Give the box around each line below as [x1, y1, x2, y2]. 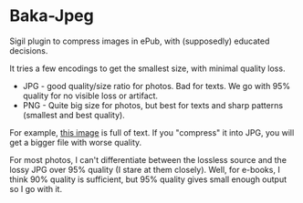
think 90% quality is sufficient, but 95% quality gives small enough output [9, 174, 287, 185]
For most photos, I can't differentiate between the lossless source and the [9, 154, 287, 165]
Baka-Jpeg [9, 5, 94, 26]
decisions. [9, 45, 48, 56]
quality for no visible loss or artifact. [22, 90, 158, 101]
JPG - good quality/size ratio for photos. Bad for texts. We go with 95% [22, 80, 290, 91]
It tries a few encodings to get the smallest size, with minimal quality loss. [9, 63, 286, 74]
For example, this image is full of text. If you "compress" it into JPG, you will [9, 127, 295, 137]
